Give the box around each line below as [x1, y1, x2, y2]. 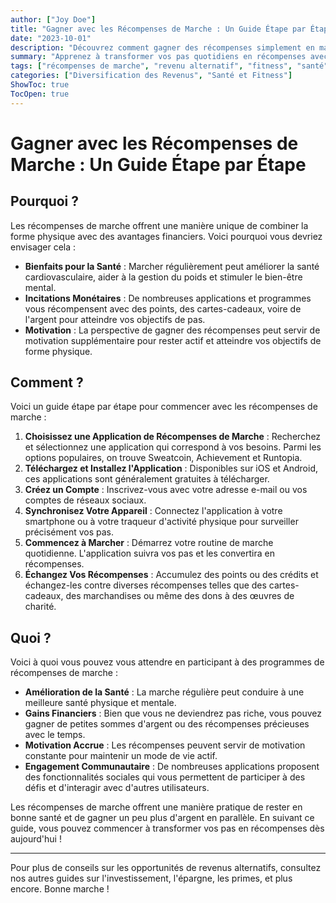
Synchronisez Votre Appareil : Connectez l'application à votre [24, 505, 283, 517]
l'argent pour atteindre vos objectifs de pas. [24, 313, 206, 325]
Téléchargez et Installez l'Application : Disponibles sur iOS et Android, [24, 462, 319, 475]
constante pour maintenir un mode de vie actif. [24, 750, 218, 762]
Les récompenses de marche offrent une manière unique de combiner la [10, 219, 309, 231]
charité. [24, 601, 57, 613]
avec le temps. [24, 729, 86, 741]
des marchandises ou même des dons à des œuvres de [65, 590, 295, 602]
